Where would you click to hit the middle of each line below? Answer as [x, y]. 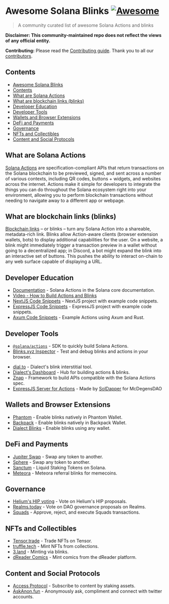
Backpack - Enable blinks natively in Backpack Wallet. [70, 422]
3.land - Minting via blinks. [41, 552]
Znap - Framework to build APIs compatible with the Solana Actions [84, 378]
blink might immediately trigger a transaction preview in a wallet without [81, 245]
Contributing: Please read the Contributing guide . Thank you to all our [80, 50]
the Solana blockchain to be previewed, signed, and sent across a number [83, 173]
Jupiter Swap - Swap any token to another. [58, 457]
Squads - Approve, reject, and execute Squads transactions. [76, 512]
